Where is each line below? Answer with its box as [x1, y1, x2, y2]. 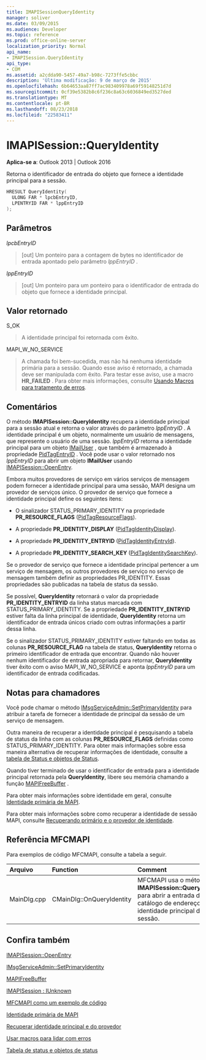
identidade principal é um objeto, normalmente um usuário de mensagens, [6, 431, 194, 438]
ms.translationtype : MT [6, 95, 67, 101]
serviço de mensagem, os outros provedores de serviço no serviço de [6, 567, 184, 575]
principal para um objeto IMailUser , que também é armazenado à [6, 444, 172, 451]
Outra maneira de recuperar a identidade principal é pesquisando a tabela [6, 729, 193, 736]
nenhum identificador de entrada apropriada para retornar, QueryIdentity [6, 657, 192, 664]
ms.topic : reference [6, 32, 59, 38]
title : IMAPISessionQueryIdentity [6, 9, 95, 15]
